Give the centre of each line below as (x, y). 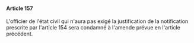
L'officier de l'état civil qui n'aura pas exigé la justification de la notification (97, 21)
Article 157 (20, 8)
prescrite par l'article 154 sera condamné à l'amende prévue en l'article (93, 28)
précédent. (20, 34)
